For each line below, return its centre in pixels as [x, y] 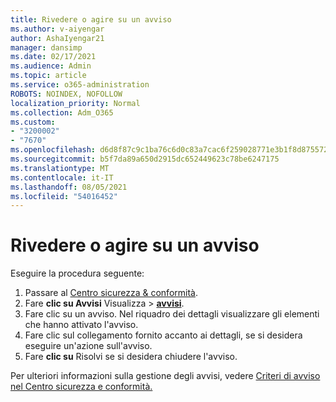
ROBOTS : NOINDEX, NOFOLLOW [66, 94]
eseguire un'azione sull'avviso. [88, 346]
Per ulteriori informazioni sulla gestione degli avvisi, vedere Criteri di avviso [165, 376]
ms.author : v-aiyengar [57, 29]
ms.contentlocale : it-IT [62, 177]
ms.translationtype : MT [60, 168]
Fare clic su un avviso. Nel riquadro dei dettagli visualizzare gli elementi [172, 314]
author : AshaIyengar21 [57, 38]
